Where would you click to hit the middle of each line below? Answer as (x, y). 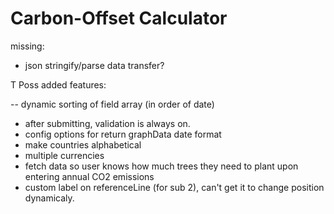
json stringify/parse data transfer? (94, 65)
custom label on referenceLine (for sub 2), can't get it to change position (174, 187)
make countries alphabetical (83, 144)
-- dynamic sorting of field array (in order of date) (112, 104)
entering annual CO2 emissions (89, 176)
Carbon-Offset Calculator (119, 18)
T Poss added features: (58, 84)
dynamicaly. (49, 198)
